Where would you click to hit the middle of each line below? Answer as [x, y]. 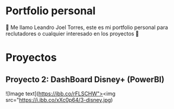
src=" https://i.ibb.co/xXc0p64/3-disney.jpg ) [59, 100]
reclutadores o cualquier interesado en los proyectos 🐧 [72, 33]
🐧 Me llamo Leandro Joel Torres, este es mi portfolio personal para [87, 27]
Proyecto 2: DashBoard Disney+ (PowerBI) [85, 79]
